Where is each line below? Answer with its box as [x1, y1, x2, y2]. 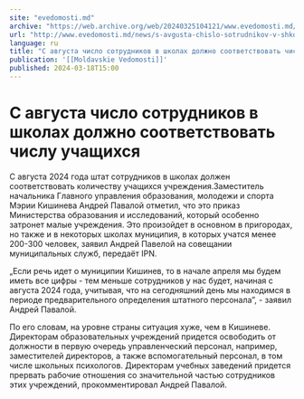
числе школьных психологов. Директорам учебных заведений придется [9, 359, 291, 371]
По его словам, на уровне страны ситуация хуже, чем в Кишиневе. [9, 321, 271, 332]
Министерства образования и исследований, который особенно [9, 209, 260, 220]
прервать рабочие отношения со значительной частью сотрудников [9, 369, 276, 380]
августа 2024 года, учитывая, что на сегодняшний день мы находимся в [9, 284, 291, 295]
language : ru [9, 38, 59, 48]
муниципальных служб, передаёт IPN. [9, 248, 157, 259]
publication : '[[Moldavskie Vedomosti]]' [9, 55, 168, 64]
